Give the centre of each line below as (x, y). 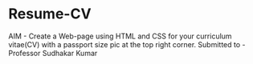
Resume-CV (50, 14)
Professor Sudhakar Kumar (53, 53)
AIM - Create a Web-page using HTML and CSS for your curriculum (120, 36)
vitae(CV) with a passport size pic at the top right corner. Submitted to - (127, 44)
